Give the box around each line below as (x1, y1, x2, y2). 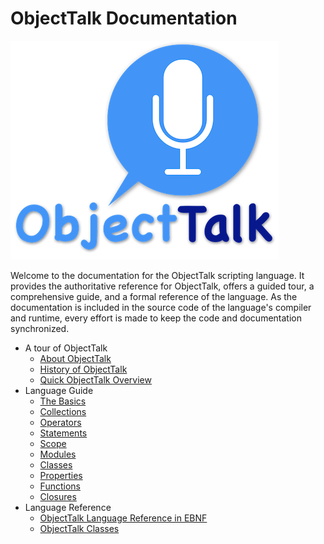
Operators (39, 416, 82, 428)
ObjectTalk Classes (39, 522, 120, 534)
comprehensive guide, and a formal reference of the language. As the (10, 290, 298, 302)
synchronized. (10, 322, 70, 334)
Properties (39, 469, 83, 481)
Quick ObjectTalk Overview (39, 373, 152, 386)
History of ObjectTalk (39, 363, 128, 375)
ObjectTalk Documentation (10, 7, 238, 30)
